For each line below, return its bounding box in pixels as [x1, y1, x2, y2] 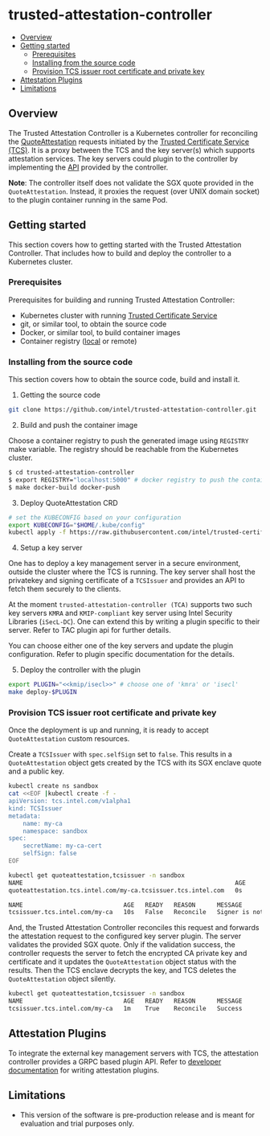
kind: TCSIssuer [8, 804, 63, 813]
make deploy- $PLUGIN [8, 688, 78, 696]
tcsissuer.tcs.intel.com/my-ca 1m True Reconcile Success [8, 1005, 243, 1013]
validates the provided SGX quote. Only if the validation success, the [8, 940, 235, 949]
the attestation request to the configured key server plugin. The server [8, 931, 242, 941]
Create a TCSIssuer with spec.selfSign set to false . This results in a [8, 749, 233, 759]
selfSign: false [22, 850, 78, 858]
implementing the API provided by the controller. [8, 162, 169, 172]
